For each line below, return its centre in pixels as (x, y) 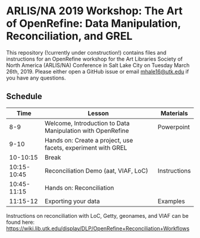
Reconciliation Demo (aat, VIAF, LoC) (96, 170)
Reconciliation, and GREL (69, 36)
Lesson (98, 113)
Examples (171, 201)
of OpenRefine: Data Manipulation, (94, 23)
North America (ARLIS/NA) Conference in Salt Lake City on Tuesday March (98, 65)
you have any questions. (36, 78)
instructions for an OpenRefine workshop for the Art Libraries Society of (95, 59)
